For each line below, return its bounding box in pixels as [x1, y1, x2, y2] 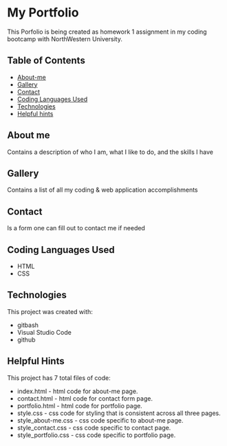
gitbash [17, 321, 39, 329]
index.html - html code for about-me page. [17, 387, 138, 395]
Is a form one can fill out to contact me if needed [7, 224, 146, 232]
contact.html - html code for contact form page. [17, 394, 153, 403]
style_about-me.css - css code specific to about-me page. [17, 416, 184, 424]
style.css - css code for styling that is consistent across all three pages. [17, 409, 221, 417]
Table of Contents [7, 55, 86, 67]
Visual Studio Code [17, 328, 72, 336]
